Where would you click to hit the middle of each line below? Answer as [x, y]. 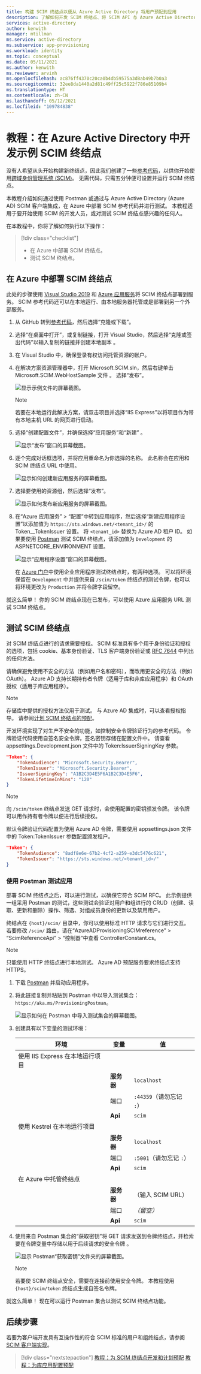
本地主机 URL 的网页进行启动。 [58, 420]
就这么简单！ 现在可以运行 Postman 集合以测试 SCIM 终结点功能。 [88, 1301]
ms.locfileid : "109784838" [40, 106]
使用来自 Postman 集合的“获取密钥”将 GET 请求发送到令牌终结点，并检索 [104, 1236]
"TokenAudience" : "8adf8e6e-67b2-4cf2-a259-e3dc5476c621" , [92, 854]
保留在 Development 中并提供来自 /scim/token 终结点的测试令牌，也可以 [102, 580]
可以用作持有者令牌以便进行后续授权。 [53, 816]
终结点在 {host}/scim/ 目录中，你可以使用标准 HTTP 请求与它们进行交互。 [98, 923]
